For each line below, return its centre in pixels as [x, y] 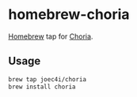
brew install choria [42, 87]
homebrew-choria [69, 15]
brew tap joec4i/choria [48, 79]
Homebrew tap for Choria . [51, 36]
